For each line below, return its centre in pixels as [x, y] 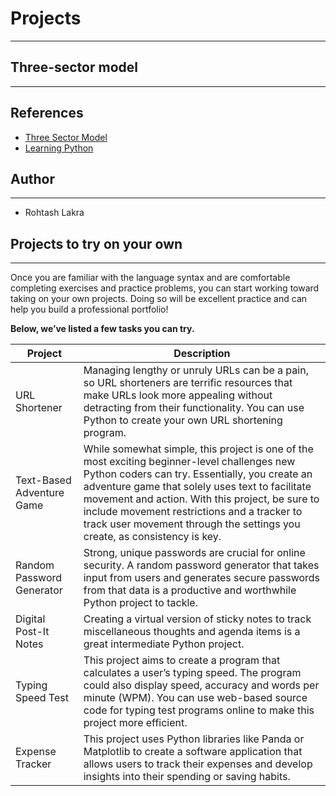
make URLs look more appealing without [178, 395]
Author [32, 178]
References [47, 113]
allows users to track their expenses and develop [198, 764]
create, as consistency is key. [152, 537]
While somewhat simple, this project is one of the [198, 449]
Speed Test [42, 698]
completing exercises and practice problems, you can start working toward [165, 288]
